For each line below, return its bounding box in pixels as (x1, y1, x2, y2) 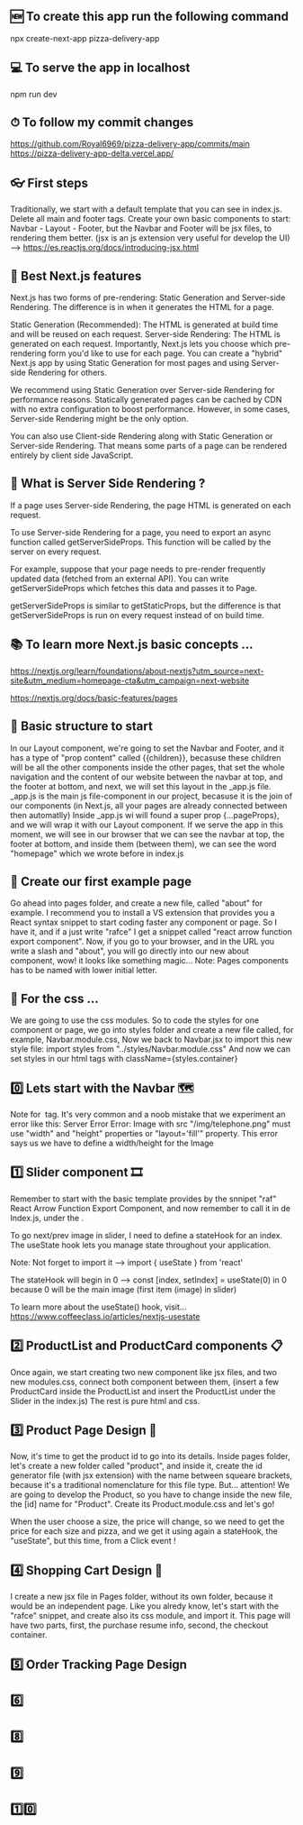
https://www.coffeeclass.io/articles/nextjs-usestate (10, 1310, 201, 1321)
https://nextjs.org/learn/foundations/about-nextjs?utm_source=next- (10, 665, 264, 676)
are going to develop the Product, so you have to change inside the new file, (10, 1489, 293, 1501)
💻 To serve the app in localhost (10, 60, 191, 76)
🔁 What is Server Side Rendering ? (10, 476, 206, 491)
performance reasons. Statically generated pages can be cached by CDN (10, 394, 282, 406)
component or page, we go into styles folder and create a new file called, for (10, 1025, 294, 1036)
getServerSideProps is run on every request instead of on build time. (10, 609, 264, 620)
